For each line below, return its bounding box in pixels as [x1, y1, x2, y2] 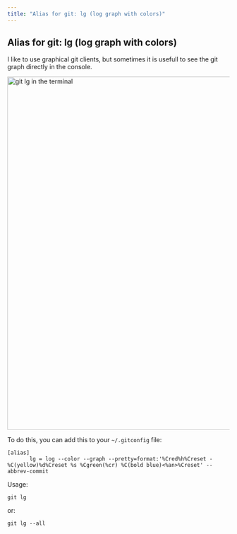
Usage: [7, 480, 28, 489]
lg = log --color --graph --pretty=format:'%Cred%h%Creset [29, 456, 207, 463]
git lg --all [7, 520, 46, 527]
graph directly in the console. [7, 63, 93, 71]
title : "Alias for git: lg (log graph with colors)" [7, 10, 166, 18]
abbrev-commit [7, 468, 49, 475]
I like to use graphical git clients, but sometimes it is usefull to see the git [7, 55, 219, 64]
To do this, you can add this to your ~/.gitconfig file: [7, 436, 162, 444]
